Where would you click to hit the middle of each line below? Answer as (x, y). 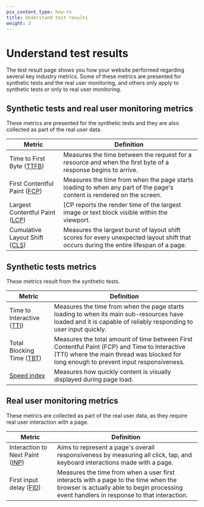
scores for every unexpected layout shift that (127, 237)
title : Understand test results (47, 18)
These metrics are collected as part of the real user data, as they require (97, 415)
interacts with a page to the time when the (117, 480)
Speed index (27, 375)
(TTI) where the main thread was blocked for (117, 354)
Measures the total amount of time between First (123, 339)
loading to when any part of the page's (119, 188)
